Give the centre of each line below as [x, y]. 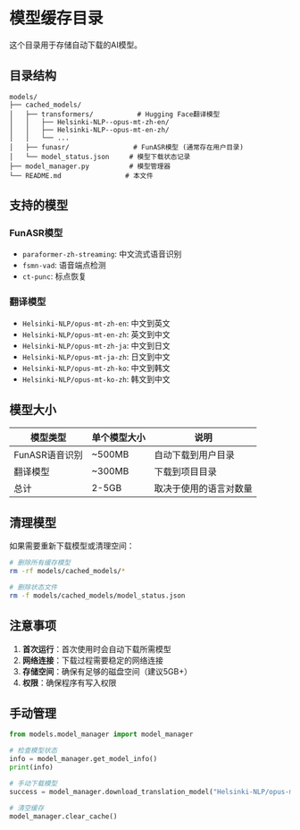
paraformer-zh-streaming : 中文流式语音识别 [102, 254]
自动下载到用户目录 [194, 454]
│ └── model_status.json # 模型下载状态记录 [100, 157]
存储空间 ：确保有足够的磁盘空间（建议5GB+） [107, 671]
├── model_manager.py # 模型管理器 [90, 166]
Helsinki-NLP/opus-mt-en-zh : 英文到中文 [96, 334]
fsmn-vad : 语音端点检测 [64, 266]
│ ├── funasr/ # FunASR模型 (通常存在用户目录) [126, 147]
